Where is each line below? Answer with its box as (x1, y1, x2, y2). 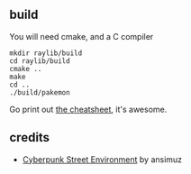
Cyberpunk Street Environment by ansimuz (22, 153, 183, 165)
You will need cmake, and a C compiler (9, 31, 154, 41)
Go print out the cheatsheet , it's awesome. (9, 104, 168, 114)
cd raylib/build (9, 56, 70, 66)
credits (9, 130, 50, 145)
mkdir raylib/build (9, 49, 83, 58)
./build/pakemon (9, 87, 70, 97)
